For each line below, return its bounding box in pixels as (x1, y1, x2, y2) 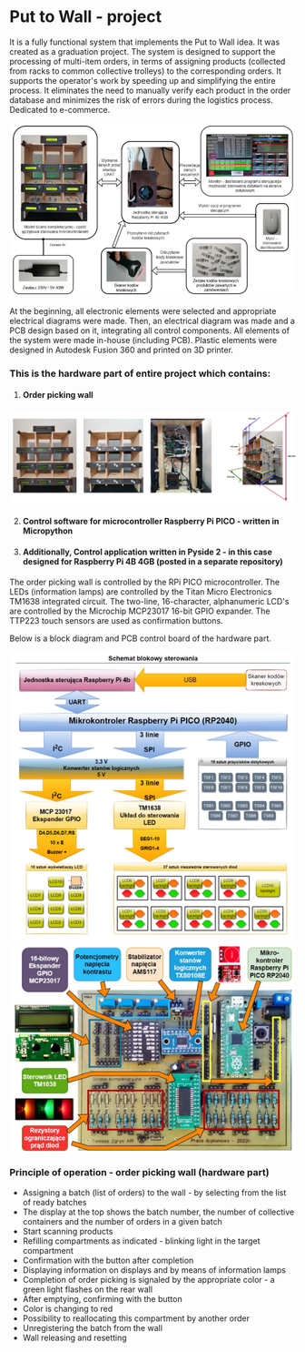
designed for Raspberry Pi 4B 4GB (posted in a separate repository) (22, 555, 283, 566)
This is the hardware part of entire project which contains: (9, 367, 271, 380)
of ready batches (22, 1196, 87, 1207)
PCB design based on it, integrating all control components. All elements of (9, 325, 290, 336)
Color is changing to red (22, 1303, 113, 1314)
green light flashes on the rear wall (22, 1284, 152, 1295)
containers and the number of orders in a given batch (22, 1215, 222, 1226)
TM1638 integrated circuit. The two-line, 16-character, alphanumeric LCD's (9, 595, 290, 606)
